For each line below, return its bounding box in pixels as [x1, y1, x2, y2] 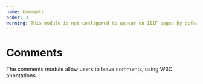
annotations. [6, 72, 37, 79]
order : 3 [6, 14, 28, 20]
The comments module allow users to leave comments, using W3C [6, 65, 173, 73]
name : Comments [6, 8, 45, 15]
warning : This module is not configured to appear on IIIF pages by [6, 20, 182, 26]
